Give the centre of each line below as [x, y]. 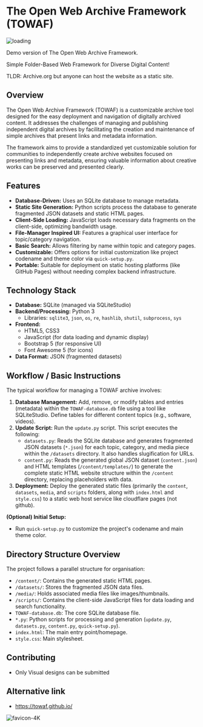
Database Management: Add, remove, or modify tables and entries [99, 402]
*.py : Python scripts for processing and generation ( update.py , [93, 619]
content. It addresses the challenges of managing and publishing [87, 123]
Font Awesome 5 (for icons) [58, 350]
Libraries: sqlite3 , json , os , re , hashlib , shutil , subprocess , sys [103, 318]
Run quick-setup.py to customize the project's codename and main [99, 529]
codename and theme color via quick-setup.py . [75, 259]
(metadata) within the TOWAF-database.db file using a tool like [90, 408]
